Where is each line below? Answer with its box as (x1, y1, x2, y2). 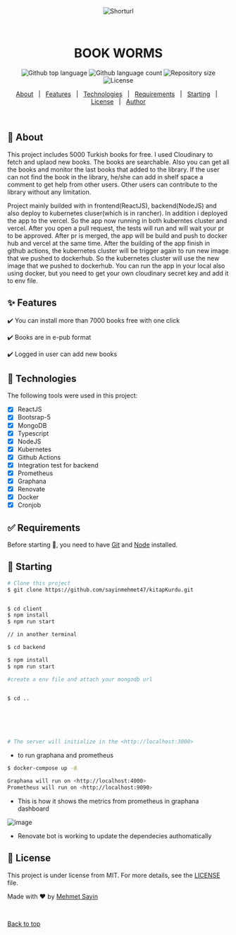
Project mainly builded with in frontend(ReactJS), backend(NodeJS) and (7, 201, 217, 210)
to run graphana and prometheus (17, 751, 114, 760)
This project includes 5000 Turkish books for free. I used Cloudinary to (7, 150, 213, 158)
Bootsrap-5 (17, 413, 51, 422)
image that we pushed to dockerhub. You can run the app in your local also (7, 261, 225, 270)
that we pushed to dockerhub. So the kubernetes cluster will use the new (7, 254, 220, 262)
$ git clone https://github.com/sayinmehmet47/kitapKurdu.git (7, 586, 194, 593)
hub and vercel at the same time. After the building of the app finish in (7, 239, 210, 247)
